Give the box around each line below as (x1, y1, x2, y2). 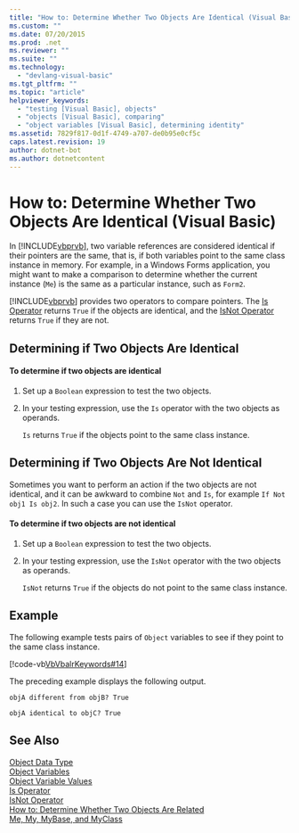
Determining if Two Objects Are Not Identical (9, 456, 263, 471)
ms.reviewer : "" (9, 46, 69, 55)
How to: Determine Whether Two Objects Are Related (9, 804, 205, 814)
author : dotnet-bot (9, 145, 82, 154)
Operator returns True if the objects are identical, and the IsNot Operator (9, 305, 274, 317)
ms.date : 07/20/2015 (9, 29, 86, 38)
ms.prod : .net (9, 37, 62, 47)
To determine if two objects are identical (9, 366, 162, 376)
